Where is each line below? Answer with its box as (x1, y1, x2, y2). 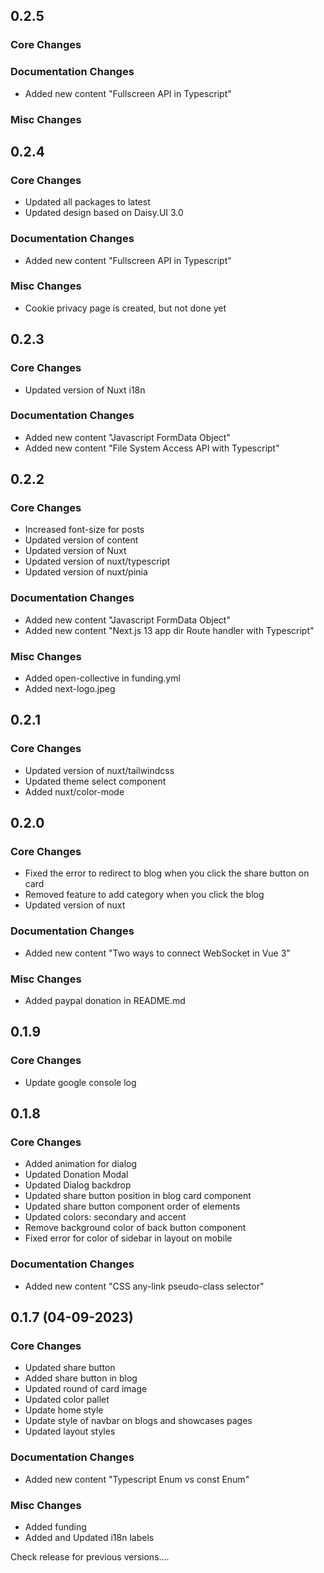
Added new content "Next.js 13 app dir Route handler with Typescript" (24, 624, 315, 636)
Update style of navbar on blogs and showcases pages (24, 1415, 253, 1427)
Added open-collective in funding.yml (24, 672, 181, 684)
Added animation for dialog (24, 1158, 138, 1170)
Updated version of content (24, 534, 139, 546)
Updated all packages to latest (24, 196, 151, 208)
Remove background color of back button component (24, 1222, 247, 1234)
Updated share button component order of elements (24, 1200, 241, 1213)
